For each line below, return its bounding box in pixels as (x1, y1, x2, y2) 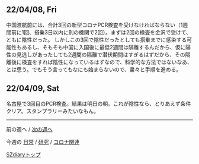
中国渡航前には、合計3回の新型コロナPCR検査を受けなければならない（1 (6, 21, 183, 29)
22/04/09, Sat (6, 83, 60, 94)
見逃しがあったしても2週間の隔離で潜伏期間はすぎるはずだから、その (16, 51, 185, 58)
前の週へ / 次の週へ (6, 125, 53, 133)
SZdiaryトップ (6, 151, 41, 158)
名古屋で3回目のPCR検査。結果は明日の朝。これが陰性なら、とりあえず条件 (6, 100, 191, 107)
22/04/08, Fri (6, 5, 57, 15)
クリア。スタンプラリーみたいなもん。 (6, 107, 99, 115)
